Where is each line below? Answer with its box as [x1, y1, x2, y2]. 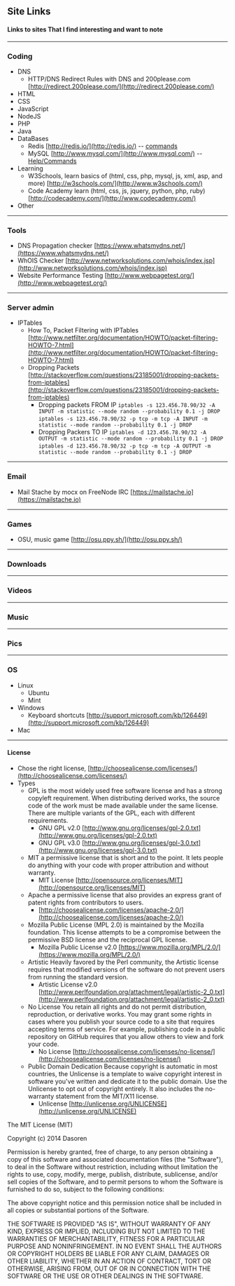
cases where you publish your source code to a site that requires [27, 1017, 215, 1026]
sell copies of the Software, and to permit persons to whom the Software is [7, 1177, 224, 1186]
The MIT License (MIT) [7, 1120, 73, 1129]
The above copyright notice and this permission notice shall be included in [7, 1198, 222, 1207]
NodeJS [17, 112, 41, 120]
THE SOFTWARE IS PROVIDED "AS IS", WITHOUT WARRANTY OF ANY [7, 1219, 211, 1228]
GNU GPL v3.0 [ [38, 838, 85, 847]
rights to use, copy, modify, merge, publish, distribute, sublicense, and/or [7, 1170, 218, 1178]
